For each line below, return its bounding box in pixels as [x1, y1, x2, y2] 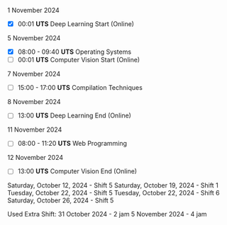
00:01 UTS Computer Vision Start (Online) [17, 56, 140, 64]
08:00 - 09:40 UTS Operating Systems [17, 47, 132, 56]
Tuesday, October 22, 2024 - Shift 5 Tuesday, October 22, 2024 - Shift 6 [7, 189, 220, 197]
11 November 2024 [7, 125, 62, 134]
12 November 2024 [7, 154, 64, 162]
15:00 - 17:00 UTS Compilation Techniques [17, 83, 143, 92]
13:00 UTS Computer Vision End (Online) [17, 167, 137, 175]
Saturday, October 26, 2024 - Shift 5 [7, 196, 114, 204]
